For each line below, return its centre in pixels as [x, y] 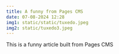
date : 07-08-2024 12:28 [36, 17]
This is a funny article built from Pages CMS [60, 45]
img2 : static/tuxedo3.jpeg [39, 28]
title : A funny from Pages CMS [45, 11]
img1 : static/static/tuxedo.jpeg [47, 22]
